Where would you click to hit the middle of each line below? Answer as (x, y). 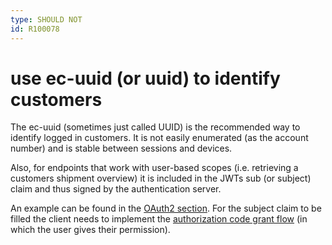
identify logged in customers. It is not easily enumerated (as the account (159, 138)
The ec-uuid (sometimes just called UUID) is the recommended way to (155, 127)
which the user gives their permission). (90, 230)
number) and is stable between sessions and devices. (121, 148)
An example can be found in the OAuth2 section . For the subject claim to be (166, 208)
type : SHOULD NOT (46, 19)
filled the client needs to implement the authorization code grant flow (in (159, 219)
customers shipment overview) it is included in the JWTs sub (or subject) (161, 178)
